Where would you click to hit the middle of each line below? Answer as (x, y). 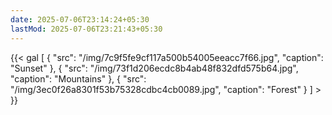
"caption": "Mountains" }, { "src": (78, 78)
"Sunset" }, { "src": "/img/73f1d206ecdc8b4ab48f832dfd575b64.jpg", (154, 68)
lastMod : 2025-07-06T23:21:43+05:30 (86, 29)
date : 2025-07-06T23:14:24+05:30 (80, 19)
